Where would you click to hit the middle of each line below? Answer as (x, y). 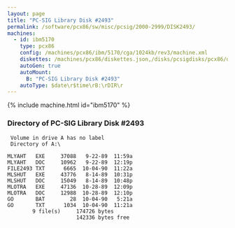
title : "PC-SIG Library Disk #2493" (60, 20)
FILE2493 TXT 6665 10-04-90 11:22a (70, 169)
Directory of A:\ (35, 144)
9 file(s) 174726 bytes (73, 211)
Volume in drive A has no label (57, 138)
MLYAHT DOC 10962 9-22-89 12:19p (70, 162)
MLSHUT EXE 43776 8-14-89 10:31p (70, 174)
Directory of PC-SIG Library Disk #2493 (76, 123)
